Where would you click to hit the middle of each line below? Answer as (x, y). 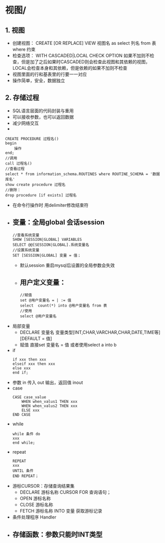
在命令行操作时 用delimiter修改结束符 (50, 205)
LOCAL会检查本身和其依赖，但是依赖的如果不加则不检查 (70, 68)
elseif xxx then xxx (34, 364)
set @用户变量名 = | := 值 (46, 300)
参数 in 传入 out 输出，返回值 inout (48, 382)
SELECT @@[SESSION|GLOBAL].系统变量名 (51, 245)
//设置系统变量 (26, 250)
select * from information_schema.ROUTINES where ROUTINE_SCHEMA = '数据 (83, 174)
